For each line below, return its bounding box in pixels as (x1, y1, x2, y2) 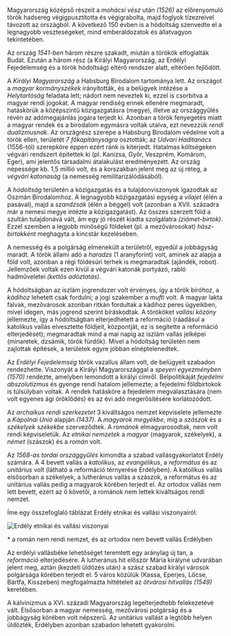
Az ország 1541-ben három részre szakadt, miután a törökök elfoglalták (7, 48, 209, 57)
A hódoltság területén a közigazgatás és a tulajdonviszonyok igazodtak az (7, 186, 218, 194)
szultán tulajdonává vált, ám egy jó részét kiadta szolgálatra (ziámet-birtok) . (7, 215, 223, 223)
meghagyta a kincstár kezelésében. (37, 230, 139, 238)
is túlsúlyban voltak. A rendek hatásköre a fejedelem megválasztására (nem (7, 387, 222, 395)
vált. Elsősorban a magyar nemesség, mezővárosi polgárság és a (7, 606, 192, 614)
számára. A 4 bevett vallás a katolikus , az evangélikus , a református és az (7, 458, 217, 466)
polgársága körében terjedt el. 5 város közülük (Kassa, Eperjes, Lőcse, (7, 570, 208, 579)
